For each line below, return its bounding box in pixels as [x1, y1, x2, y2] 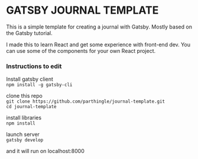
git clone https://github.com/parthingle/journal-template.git [6, 98, 165, 104]
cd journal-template [6, 104, 57, 110]
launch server [6, 131, 40, 138]
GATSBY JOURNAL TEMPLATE [6, 4, 159, 17]
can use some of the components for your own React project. [6, 47, 155, 54]
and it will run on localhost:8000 [6, 148, 85, 155]
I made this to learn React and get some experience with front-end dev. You [6, 41, 191, 48]
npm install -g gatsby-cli [6, 82, 73, 88]
